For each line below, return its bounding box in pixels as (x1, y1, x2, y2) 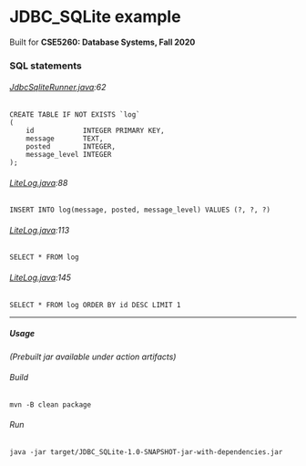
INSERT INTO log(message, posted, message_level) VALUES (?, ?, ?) (9, 205, 271, 215)
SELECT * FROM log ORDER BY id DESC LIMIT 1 (9, 300, 181, 309)
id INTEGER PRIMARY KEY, (25, 126, 166, 136)
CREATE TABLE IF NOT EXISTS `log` (9, 110, 141, 119)
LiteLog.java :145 (9, 272, 71, 284)
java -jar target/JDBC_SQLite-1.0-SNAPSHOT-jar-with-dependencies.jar (9, 448, 283, 457)
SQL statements (9, 59, 82, 72)
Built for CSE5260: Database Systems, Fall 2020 (9, 36, 196, 47)
